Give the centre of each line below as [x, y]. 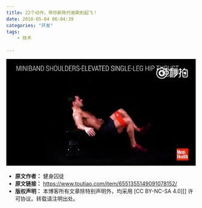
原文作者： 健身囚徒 [39, 176]
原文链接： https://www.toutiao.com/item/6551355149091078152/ [96, 183]
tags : [13, 32]
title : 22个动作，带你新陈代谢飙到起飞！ [52, 13]
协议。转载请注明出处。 [49, 198]
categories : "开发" [30, 25]
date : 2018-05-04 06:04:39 [40, 19]
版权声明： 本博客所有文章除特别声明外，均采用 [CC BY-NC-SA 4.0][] [101, 191]
